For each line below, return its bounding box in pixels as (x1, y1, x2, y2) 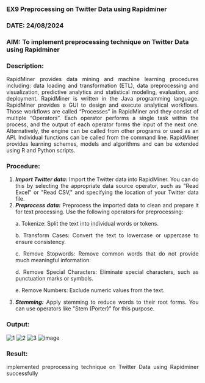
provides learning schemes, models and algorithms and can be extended (6, 140, 199, 148)
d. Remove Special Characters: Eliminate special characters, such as (15, 268, 199, 276)
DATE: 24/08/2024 (6, 21, 64, 29)
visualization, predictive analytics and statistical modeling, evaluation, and (6, 88, 199, 96)
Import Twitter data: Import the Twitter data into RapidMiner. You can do (15, 176, 200, 183)
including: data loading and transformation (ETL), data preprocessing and (6, 82, 199, 90)
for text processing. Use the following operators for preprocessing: (15, 208, 184, 215)
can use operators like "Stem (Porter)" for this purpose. (15, 305, 155, 312)
